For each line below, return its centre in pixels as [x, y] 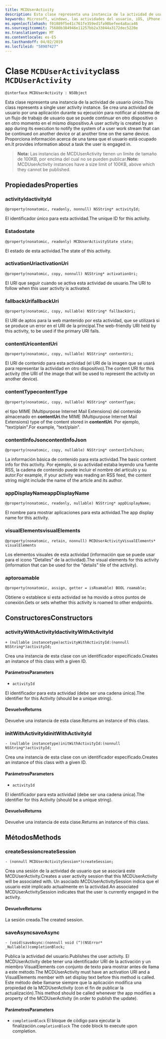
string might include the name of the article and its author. [64, 480]
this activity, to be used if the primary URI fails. [53, 331]
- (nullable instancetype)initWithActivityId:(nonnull [63, 744]
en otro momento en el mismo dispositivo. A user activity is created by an [79, 123]
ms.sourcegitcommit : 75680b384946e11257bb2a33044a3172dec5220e [72, 28]
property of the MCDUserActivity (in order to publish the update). [72, 998]
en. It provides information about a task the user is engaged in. [68, 144]
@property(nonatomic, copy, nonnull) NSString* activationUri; [72, 274]
